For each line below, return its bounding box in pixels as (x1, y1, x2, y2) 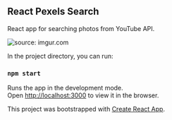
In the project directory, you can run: (7, 52, 113, 60)
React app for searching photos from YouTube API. (7, 24, 155, 32)
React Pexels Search (7, 6, 99, 18)
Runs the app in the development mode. (7, 84, 123, 92)
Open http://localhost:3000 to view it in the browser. (7, 91, 159, 100)
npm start (7, 69, 41, 77)
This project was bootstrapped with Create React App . (7, 105, 166, 114)
